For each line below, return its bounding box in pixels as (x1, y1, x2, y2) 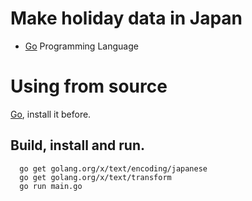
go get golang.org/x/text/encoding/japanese (19, 163, 208, 174)
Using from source (10, 75, 168, 98)
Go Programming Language (24, 40, 139, 52)
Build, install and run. (10, 137, 145, 154)
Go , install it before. (10, 108, 92, 120)
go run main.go (19, 181, 83, 191)
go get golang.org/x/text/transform (19, 172, 172, 182)
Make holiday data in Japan (10, 7, 243, 30)
